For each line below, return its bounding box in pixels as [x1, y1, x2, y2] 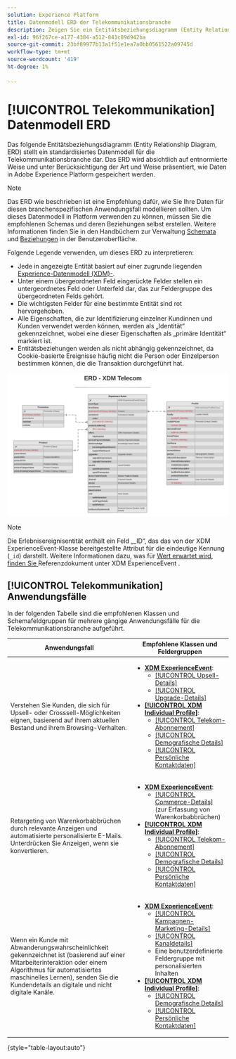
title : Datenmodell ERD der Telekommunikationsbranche [7, 18, 171, 26]
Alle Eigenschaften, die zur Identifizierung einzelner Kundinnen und [17, 314, 213, 323]
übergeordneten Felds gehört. [17, 292, 105, 300]
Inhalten [155, 969, 179, 977]
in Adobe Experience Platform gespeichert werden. [7, 169, 156, 179]
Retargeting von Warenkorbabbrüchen [10, 816, 122, 825]
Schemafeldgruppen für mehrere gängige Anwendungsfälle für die [7, 617, 200, 625]
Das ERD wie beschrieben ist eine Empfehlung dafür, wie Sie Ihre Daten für [7, 197, 224, 205]
